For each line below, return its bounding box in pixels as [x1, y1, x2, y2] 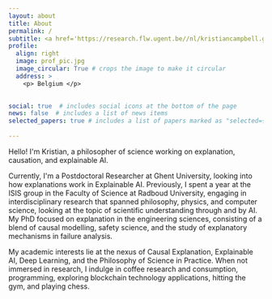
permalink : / [8, 27, 53, 35]
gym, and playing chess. [8, 281, 91, 291]
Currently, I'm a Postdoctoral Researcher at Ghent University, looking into [8, 171, 253, 181]
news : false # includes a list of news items [8, 109, 168, 117]
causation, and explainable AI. [8, 155, 109, 164]
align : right [15, 49, 60, 58]
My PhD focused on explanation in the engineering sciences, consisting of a [8, 214, 262, 224]
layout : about [8, 11, 57, 20]
